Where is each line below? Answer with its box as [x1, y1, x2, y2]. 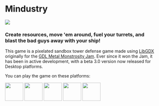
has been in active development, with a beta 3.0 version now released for [5, 59, 151, 64]
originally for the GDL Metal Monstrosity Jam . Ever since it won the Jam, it [5, 53, 153, 59]
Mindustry [5, 3, 48, 15]
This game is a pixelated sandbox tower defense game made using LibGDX [5, 48, 155, 54]
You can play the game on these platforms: [5, 73, 90, 79]
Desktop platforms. [5, 64, 43, 70]
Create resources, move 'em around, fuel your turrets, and [5, 31, 145, 38]
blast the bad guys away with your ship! [5, 37, 101, 44]
